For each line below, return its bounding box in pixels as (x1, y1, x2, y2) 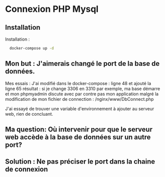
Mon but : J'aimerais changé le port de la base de (5, 59, 160, 68)
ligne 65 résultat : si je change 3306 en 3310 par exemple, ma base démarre (5, 86, 161, 91)
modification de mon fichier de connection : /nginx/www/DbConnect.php (5, 96, 154, 102)
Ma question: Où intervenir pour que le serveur (5, 125, 153, 134)
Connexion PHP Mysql (5, 3, 99, 15)
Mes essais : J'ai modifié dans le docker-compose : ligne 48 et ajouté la (5, 80, 152, 86)
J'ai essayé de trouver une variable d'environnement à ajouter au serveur (5, 105, 154, 112)
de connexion (5, 165, 48, 174)
